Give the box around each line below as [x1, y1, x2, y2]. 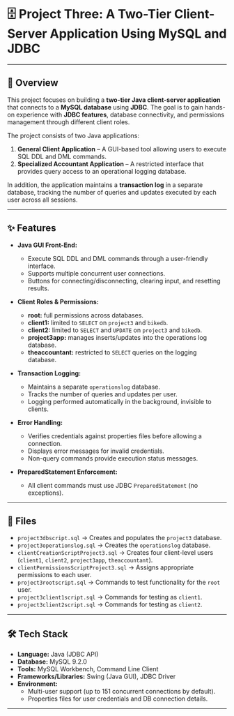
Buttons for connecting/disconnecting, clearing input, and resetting [27, 276, 221, 285]
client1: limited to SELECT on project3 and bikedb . [27, 318, 169, 327]
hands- [205, 103, 226, 111]
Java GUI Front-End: [17, 241, 78, 249]
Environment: [17, 680, 58, 688]
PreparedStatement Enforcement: [17, 468, 118, 476]
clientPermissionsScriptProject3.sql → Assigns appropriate [17, 563, 194, 572]
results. [27, 284, 49, 292]
